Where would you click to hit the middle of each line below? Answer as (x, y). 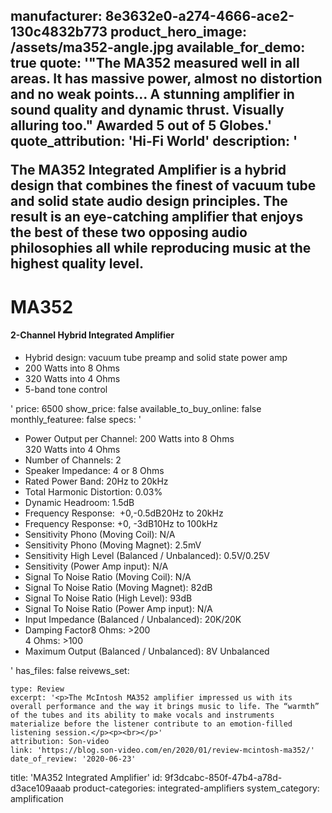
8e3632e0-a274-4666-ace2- (199, 16)
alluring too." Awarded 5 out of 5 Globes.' (141, 125)
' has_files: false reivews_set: (70, 670)
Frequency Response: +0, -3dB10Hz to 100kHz (121, 523)
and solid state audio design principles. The (149, 201)
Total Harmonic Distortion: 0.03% (93, 491)
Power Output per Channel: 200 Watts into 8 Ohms (129, 438)
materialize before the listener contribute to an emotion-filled (151, 724)
